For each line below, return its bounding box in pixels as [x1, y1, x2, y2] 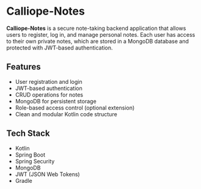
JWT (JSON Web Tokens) [15, 170, 81, 178]
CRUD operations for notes [15, 91, 84, 98]
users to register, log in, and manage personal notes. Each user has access [6, 31, 196, 38]
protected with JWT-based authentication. [6, 44, 113, 51]
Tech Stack [6, 128, 50, 139]
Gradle [15, 177, 32, 184]
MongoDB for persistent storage [15, 97, 97, 105]
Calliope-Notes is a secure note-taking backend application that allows [6, 24, 186, 32]
